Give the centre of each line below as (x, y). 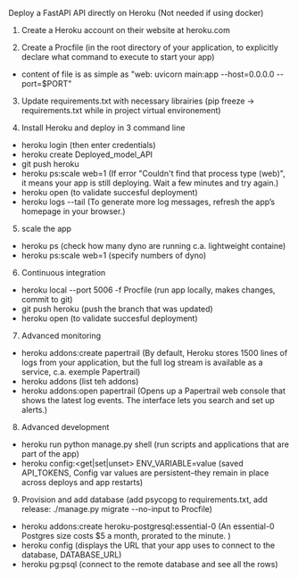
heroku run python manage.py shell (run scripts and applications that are (155, 444)
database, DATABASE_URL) (71, 555)
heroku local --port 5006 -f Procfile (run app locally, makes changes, (148, 290)
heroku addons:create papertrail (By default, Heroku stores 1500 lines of (154, 353)
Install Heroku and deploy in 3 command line (103, 128)
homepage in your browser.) (73, 211)
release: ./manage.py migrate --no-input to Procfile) (117, 509)
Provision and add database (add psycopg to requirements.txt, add (145, 500)
